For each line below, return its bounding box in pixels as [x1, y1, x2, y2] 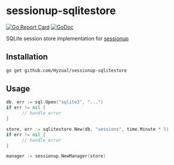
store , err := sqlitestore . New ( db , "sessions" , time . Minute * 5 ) [6, 126, 169, 132]
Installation [6, 52, 48, 62]
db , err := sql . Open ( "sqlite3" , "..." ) [6, 99, 104, 105]
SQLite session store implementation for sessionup [6, 35, 129, 42]
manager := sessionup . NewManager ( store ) [6, 153, 107, 159]
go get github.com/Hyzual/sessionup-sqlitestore [6, 68, 127, 73]
